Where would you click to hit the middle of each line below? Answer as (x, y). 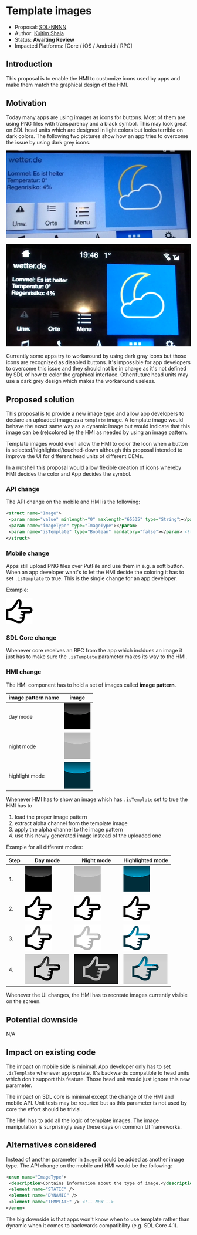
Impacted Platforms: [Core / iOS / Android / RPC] (74, 46)
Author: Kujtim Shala (39, 33)
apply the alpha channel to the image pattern (69, 830)
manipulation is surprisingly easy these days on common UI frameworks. (94, 1126)
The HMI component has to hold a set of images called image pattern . (91, 685)
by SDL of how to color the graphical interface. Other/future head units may (97, 375)
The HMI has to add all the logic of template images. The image (83, 1120)
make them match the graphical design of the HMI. (67, 85)
